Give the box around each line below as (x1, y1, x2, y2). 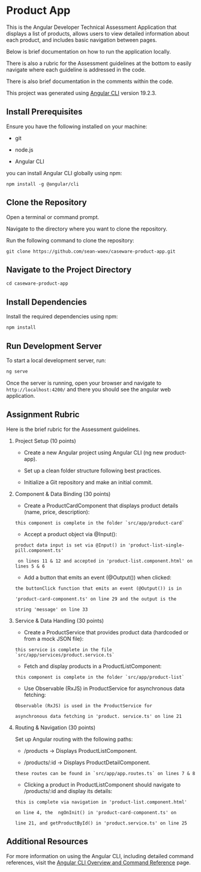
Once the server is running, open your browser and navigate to (6, 379, 162, 386)
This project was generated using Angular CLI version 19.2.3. (6, 89, 157, 96)
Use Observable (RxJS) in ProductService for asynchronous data (23, 684, 185, 692)
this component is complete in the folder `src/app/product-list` (14, 674, 185, 680)
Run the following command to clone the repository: (6, 237, 134, 244)
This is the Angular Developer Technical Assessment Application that (6, 23, 177, 31)
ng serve (6, 368, 28, 374)
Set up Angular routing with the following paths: (14, 735, 133, 743)
